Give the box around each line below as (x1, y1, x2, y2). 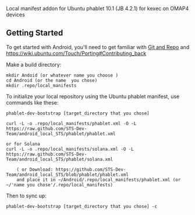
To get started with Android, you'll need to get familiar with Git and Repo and (6, 43, 190, 50)
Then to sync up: (6, 192, 47, 199)
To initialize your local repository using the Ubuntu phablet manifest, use (6, 93, 180, 100)
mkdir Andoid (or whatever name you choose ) (6, 72, 118, 78)
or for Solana (6, 141, 41, 147)
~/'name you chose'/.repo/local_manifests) (6, 182, 114, 188)
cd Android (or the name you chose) (6, 77, 98, 84)
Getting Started (6, 28, 63, 38)
